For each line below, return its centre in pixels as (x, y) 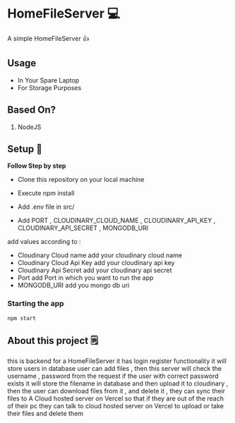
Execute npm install (46, 193)
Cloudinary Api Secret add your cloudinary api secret (95, 270)
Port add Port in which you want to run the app (85, 278)
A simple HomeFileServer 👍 (48, 38)
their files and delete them (45, 414)
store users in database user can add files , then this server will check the (115, 369)
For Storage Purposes (49, 87)
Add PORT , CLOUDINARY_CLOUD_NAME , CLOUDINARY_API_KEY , (116, 221)
